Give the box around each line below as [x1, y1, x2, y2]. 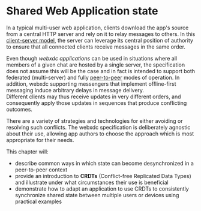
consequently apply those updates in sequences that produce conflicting [6, 99, 187, 106]
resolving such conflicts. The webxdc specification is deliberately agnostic [6, 123, 191, 131]
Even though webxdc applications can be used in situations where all [6, 55, 178, 62]
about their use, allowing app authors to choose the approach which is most [6, 130, 194, 137]
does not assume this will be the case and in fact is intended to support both [6, 67, 196, 74]
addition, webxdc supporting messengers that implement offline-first [6, 80, 176, 88]
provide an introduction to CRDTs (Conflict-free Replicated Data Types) [14, 172, 192, 179]
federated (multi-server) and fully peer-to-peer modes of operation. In [6, 74, 180, 81]
